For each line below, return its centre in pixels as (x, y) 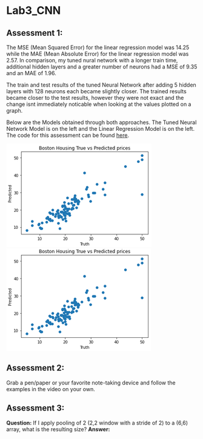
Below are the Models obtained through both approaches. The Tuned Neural (101, 122)
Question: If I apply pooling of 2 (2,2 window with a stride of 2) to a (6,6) (97, 423)
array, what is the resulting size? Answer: (58, 429)
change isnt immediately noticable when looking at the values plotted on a (99, 104)
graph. (15, 111)
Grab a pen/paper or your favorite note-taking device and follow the (91, 383)
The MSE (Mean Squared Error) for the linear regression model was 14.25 (98, 47)
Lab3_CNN (34, 11)
